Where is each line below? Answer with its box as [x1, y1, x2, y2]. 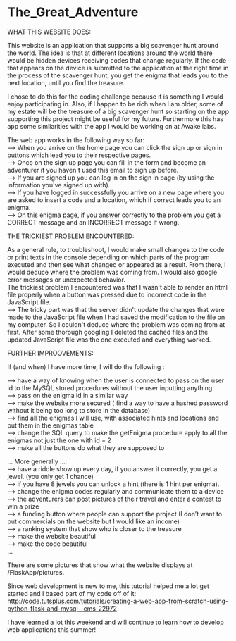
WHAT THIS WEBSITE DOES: [7, 27, 92, 36]
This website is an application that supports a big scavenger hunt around [7, 41, 219, 49]
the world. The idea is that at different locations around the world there [7, 49, 213, 57]
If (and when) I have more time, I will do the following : [7, 362, 165, 371]
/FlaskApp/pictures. [7, 568, 65, 576]
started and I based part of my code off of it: [7, 589, 137, 597]
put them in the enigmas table [7, 421, 94, 430]
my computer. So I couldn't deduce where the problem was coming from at [7, 320, 225, 328]
